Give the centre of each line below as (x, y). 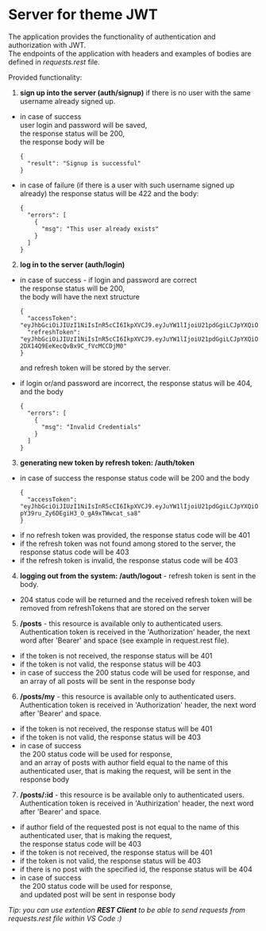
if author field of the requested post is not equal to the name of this (129, 827)
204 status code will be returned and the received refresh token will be (136, 599)
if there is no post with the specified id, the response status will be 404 (136, 869)
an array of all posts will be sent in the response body (108, 681)
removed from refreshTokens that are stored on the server (115, 608)
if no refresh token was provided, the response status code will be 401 (135, 535)
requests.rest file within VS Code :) (65, 918)
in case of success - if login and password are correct (108, 280)
